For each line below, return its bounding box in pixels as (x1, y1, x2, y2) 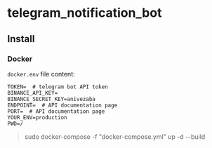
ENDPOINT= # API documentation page (7, 102, 118, 109)
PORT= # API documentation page (7, 107, 105, 115)
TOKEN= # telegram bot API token (7, 83, 109, 90)
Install (7, 33, 35, 45)
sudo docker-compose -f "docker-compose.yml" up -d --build (24, 132, 206, 141)
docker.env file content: (7, 69, 75, 78)
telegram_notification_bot (7, 5, 162, 21)
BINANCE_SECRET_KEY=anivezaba (7, 95, 96, 102)
